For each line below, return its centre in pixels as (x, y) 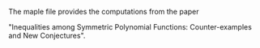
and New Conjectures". (47, 36)
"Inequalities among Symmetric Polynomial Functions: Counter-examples (130, 27)
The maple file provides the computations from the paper (104, 12)
